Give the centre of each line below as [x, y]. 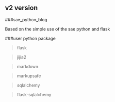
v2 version [21, 8]
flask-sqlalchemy [34, 94]
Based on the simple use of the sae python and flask [57, 29]
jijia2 [22, 57]
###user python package [30, 38]
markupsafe [29, 76]
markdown [28, 66]
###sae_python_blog [26, 19]
